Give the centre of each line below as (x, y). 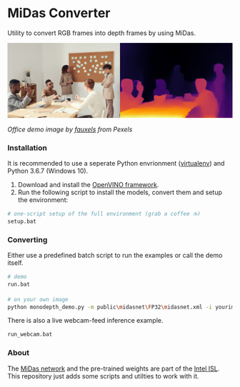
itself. (15, 263)
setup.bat (22, 221)
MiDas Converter (59, 13)
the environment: (43, 200)
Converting (27, 239)
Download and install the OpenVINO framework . (88, 185)
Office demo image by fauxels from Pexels (70, 129)
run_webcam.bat (30, 335)
